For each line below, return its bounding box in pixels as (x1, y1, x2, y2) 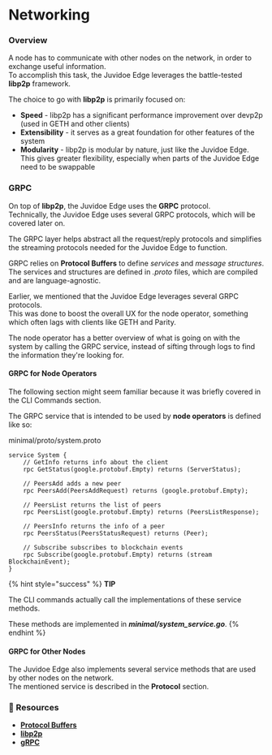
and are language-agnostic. (8, 275, 101, 285)
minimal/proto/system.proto (8, 435, 101, 445)
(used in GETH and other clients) (19, 119, 130, 129)
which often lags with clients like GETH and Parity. (8, 317, 176, 326)
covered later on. (8, 218, 66, 228)
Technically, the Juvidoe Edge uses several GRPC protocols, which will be (8, 209, 256, 219)
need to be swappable (19, 162, 96, 172)
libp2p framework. (8, 79, 71, 88)
